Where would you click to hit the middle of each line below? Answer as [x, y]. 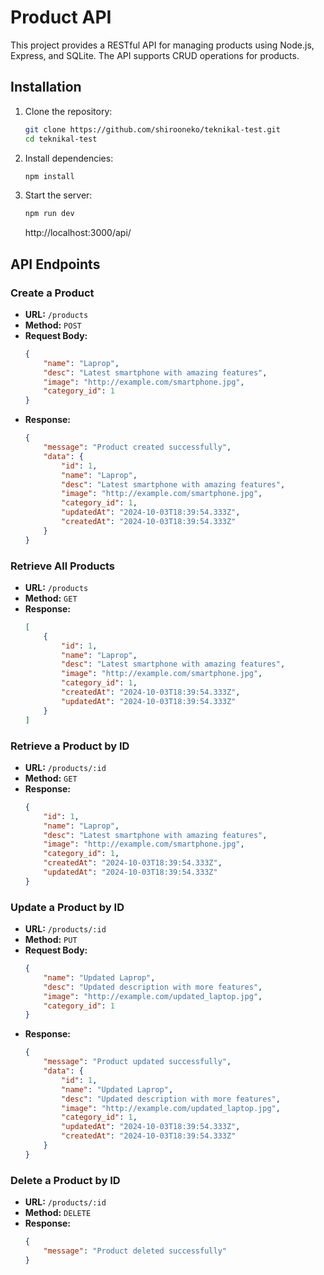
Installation [46, 87]
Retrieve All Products [63, 566]
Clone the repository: [68, 111]
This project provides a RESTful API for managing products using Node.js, [162, 45]
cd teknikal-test [61, 139]
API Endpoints [55, 264]
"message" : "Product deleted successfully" [135, 1251]
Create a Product [52, 293]
